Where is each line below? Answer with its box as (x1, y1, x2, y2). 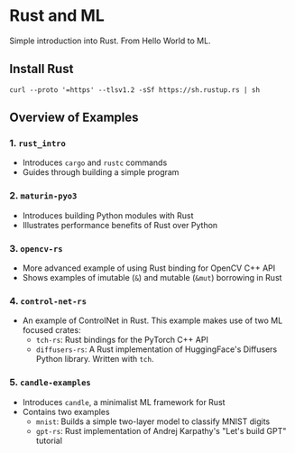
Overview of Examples (9, 110, 139, 125)
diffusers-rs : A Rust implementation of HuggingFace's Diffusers (35, 344, 278, 355)
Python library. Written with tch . (35, 354, 154, 365)
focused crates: (22, 325, 81, 336)
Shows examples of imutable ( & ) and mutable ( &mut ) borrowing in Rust (22, 273, 282, 283)
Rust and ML (9, 5, 106, 26)
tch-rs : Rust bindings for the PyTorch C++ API (35, 335, 209, 346)
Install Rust (9, 61, 74, 77)
